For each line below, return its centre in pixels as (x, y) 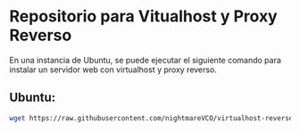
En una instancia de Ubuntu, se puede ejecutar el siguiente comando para (145, 60)
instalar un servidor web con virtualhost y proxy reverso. (113, 70)
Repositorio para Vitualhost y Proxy (144, 16)
